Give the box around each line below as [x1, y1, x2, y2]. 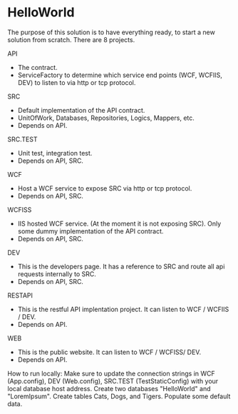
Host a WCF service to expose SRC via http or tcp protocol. [17, 183, 192, 193]
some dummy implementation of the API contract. [17, 226, 164, 236]
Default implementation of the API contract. [17, 106, 145, 114]
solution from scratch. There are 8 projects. [7, 35, 135, 44]
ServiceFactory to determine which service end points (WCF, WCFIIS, [17, 71, 223, 79]
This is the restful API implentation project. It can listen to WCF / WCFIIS [17, 305, 229, 313]
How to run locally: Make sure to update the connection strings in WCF [7, 369, 215, 378]
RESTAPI [7, 291, 33, 300]
